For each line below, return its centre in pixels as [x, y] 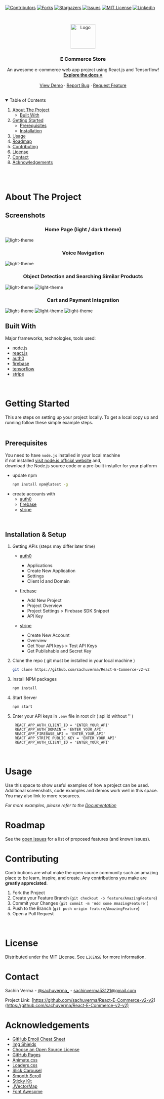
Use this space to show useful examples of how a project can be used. [77, 785]
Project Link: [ [19, 1000]
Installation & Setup [36, 534]
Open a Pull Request [33, 913]
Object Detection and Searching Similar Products [83, 277]
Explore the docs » [83, 75]
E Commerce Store [83, 59]
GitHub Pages [26, 1055]
